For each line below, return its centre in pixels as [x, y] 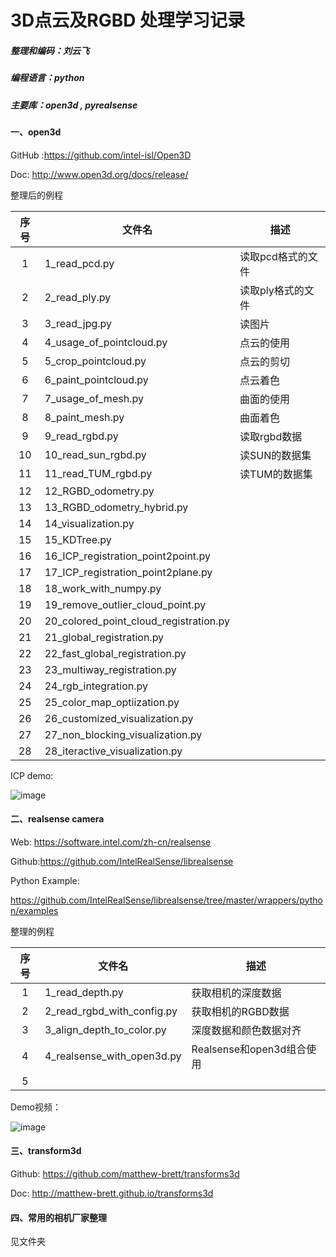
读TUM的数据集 [276, 474]
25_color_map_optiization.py [112, 702]
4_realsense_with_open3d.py [113, 1056]
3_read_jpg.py [78, 323]
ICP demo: [32, 775]
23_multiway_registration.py [110, 669]
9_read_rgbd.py [81, 436]
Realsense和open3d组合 [249, 1049]
